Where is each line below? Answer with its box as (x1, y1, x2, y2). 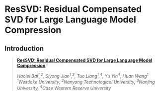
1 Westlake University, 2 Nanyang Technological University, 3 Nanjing (16, 78, 155, 85)
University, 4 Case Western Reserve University (16, 84, 111, 91)
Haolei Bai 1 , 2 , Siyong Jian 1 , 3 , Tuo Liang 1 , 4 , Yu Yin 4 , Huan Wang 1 (16, 72, 149, 79)
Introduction (4, 44, 44, 52)
